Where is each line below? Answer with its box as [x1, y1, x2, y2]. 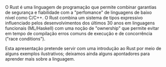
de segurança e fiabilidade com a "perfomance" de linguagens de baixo [5, 9, 152, 15]
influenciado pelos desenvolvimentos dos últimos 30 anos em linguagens [5, 20, 155, 26]
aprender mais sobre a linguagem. [5, 56, 75, 62]
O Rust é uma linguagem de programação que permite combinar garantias [5, 4, 157, 10]
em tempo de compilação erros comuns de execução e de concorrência [5, 31, 153, 36]
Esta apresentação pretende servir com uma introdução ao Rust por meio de [5, 46, 162, 51]
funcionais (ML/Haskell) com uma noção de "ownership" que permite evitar [5, 25, 160, 31]
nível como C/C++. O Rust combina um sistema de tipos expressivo [5, 15, 143, 20]
